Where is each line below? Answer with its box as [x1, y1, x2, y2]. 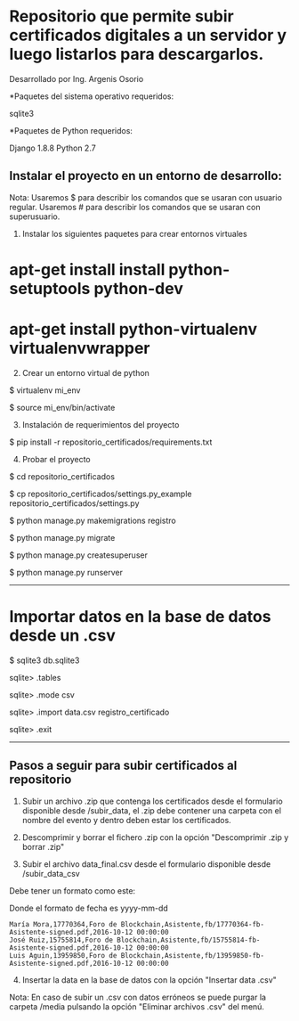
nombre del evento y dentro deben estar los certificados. [21, 814, 231, 825]
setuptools [9, 278, 91, 298]
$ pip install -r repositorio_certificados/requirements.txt [9, 437, 213, 447]
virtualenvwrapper [9, 339, 150, 358]
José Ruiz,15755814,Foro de [9, 935, 114, 944]
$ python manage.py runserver [9, 567, 123, 577]
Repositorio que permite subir [9, 6, 234, 27]
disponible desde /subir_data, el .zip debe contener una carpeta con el [21, 805, 282, 816]
